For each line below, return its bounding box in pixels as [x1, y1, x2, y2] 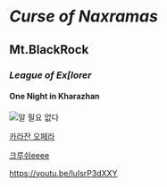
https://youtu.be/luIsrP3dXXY [9, 167, 118, 178]
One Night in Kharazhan [9, 91, 100, 102]
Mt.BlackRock [9, 42, 89, 57]
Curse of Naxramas [9, 6, 159, 27]
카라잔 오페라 [9, 131, 55, 141]
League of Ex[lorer [9, 69, 92, 81]
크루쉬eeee [9, 149, 50, 160]
